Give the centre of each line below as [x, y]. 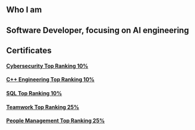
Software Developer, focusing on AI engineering [98, 30]
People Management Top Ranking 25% [56, 121]
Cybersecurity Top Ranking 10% [47, 66]
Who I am [24, 10]
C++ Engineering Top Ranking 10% [50, 80]
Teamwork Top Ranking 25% [43, 107]
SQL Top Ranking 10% [34, 93]
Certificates [29, 51]
